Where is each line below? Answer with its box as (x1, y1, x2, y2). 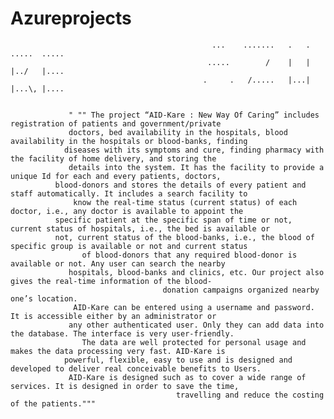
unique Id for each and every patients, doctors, (10, 171, 222, 181)
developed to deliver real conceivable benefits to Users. (10, 363, 262, 374)
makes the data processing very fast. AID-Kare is (10, 346, 226, 356)
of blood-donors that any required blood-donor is (81, 250, 298, 260)
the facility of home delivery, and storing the (10, 153, 217, 164)
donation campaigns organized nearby (162, 285, 320, 295)
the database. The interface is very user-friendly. (10, 328, 235, 339)
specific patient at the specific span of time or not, (54, 215, 293, 225)
